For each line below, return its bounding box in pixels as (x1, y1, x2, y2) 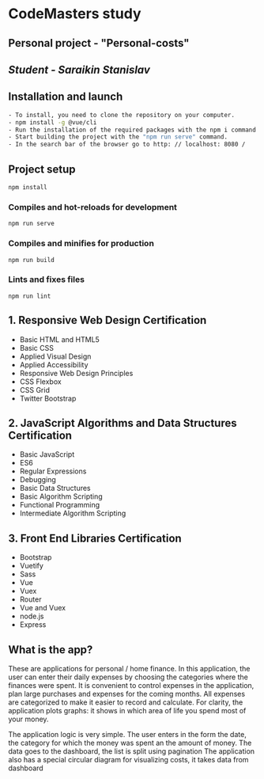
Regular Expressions (19, 466, 87, 476)
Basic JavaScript (19, 450, 75, 459)
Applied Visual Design (19, 351, 92, 361)
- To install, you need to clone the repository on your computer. (8, 111, 236, 119)
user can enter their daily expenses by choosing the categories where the (8, 672, 249, 682)
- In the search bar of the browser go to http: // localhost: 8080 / (8, 140, 246, 149)
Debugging (19, 475, 57, 484)
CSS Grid (19, 385, 50, 394)
